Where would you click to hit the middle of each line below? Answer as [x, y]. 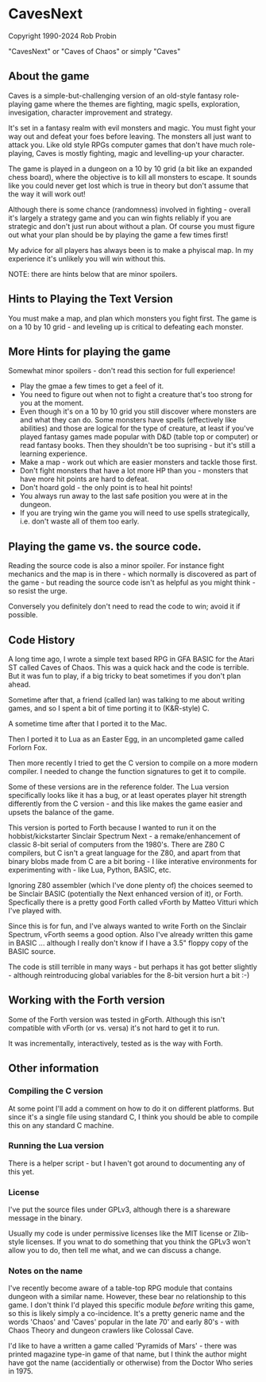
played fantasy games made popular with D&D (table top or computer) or [139, 437]
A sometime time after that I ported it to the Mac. [88, 724]
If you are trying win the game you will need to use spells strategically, [135, 513]
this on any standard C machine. [61, 1125]
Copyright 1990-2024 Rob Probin [62, 36]
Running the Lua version [56, 1146]
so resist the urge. [38, 591]
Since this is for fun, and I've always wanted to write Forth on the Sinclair [127, 926]
